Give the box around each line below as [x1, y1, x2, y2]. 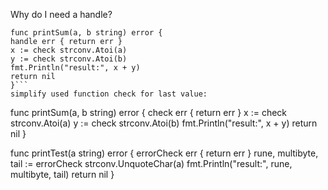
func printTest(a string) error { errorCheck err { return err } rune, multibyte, [10, 147, 319, 159]
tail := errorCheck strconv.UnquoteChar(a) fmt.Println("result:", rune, [10, 158, 293, 169]
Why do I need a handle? [10, 9, 113, 20]
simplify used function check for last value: [10, 89, 208, 99]
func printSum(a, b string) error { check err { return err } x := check [10, 107, 288, 118]
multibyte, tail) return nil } [10, 169, 115, 180]
